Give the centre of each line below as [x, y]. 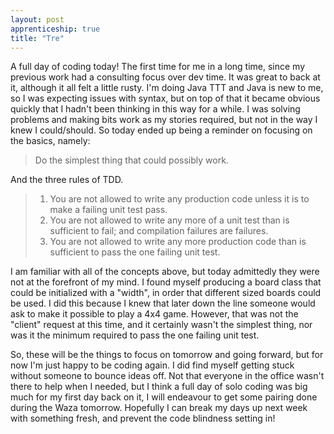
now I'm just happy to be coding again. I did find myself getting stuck [152, 365]
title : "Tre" [37, 38]
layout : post [37, 19]
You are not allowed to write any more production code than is [178, 242]
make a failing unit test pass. [108, 210]
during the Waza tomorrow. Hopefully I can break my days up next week [159, 408]
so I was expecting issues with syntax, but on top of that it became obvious [165, 98]
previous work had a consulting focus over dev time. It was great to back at [165, 77]
